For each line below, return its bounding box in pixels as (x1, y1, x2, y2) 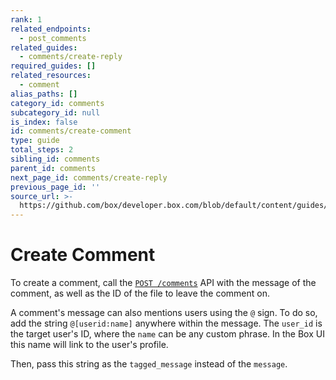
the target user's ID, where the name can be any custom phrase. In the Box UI (10, 328, 325, 340)
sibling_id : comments (10, 154, 101, 164)
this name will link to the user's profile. (10, 339, 169, 351)
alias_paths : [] (10, 89, 78, 99)
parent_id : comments (10, 163, 97, 173)
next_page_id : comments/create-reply (10, 172, 168, 183)
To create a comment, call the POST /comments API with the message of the (10, 277, 317, 289)
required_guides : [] (10, 61, 97, 71)
